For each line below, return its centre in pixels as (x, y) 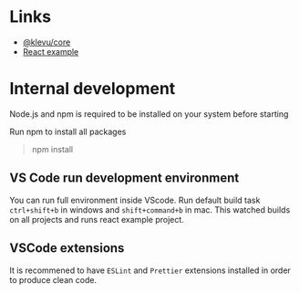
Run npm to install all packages (68, 131)
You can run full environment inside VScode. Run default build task (135, 200)
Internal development (93, 89)
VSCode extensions (67, 248)
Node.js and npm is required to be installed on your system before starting (149, 114)
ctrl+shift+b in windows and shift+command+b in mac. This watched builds (150, 209)
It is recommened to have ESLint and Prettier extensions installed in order (150, 270)
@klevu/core (47, 42)
